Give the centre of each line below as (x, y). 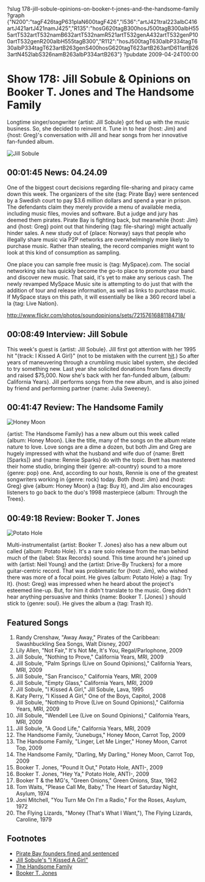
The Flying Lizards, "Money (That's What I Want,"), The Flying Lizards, (104, 813)
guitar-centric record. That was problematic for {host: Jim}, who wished (97, 571)
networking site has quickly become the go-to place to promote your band (100, 271)
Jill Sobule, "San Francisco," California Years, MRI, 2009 (86, 676)
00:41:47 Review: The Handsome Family (85, 407)
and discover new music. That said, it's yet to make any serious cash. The (100, 277)
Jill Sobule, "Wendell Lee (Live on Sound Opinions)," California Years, (103, 715)
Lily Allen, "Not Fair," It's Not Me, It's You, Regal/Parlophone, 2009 (99, 650)
